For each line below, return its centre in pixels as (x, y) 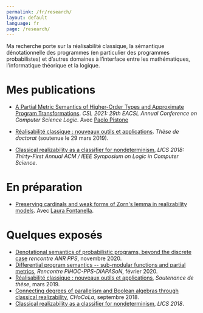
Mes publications (51, 90)
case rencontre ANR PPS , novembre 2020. (68, 258)
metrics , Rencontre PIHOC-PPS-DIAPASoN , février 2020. (86, 272)
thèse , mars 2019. (37, 284)
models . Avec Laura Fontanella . (54, 211)
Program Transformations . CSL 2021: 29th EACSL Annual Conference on (106, 114)
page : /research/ (28, 29)
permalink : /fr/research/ (39, 12)
